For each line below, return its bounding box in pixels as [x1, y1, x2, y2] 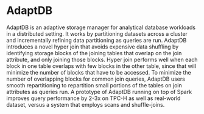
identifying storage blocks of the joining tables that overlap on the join [6, 49, 182, 56]
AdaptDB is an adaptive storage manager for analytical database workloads [6, 24, 196, 31]
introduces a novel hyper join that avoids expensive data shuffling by [6, 43, 179, 50]
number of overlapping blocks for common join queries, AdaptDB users [6, 75, 186, 82]
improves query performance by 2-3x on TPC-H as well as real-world [6, 95, 181, 102]
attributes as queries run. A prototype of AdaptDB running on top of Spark [6, 88, 192, 95]
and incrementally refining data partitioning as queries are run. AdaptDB [6, 36, 187, 44]
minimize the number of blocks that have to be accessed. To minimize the [6, 69, 191, 76]
